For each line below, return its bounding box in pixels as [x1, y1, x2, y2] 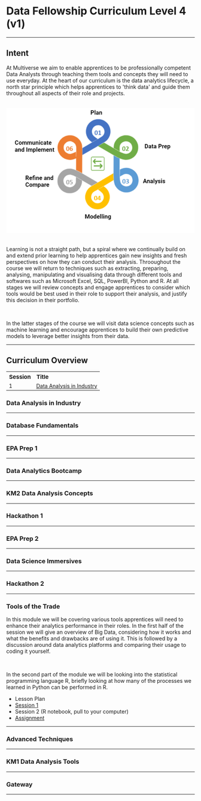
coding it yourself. [6, 648, 51, 655]
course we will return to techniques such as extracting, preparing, [6, 264, 169, 272]
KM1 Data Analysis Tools [6, 757, 80, 766]
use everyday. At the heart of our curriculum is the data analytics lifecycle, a [6, 77, 194, 84]
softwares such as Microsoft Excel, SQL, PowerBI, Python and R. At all [6, 277, 179, 284]
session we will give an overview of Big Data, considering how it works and [6, 628, 191, 636]
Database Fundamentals [6, 421, 79, 430]
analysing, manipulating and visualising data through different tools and [6, 271, 182, 278]
